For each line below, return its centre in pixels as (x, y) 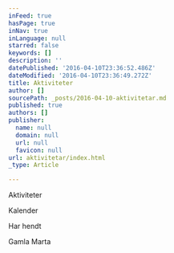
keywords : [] (30, 53)
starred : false (34, 46)
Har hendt (25, 226)
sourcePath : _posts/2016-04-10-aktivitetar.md (87, 98)
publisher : (26, 120)
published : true (35, 105)
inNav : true (28, 31)
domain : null (37, 135)
